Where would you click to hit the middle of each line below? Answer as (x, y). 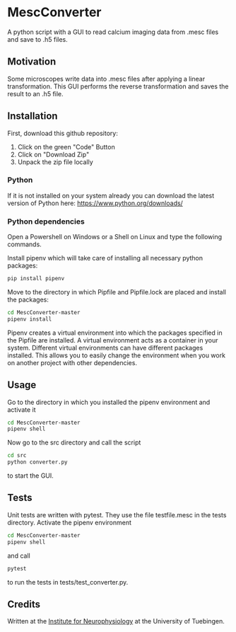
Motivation (32, 62)
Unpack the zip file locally (55, 162)
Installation (33, 116)
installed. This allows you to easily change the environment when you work (117, 355)
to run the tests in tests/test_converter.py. (68, 582)
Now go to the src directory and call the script (74, 442)
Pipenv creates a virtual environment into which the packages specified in (115, 333)
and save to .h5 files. (38, 39)
